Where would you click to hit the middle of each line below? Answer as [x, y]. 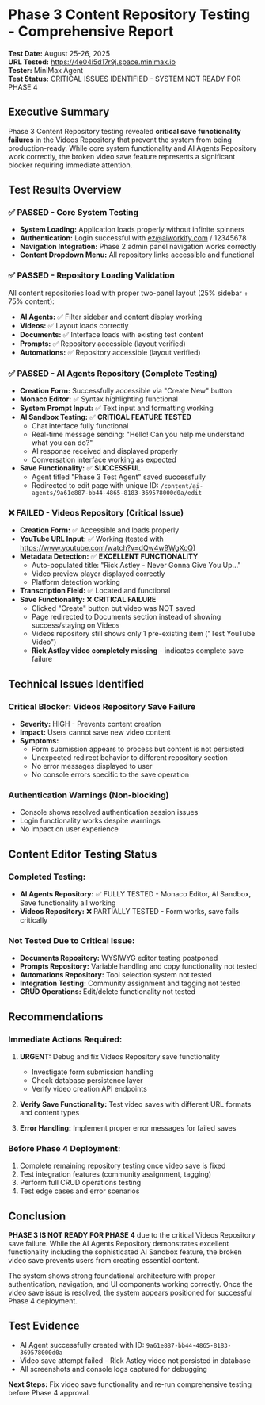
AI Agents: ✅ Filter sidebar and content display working [111, 317]
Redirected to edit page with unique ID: [95, 486]
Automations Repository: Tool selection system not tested [115, 975]
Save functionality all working [68, 903]
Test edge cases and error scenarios [79, 1191]
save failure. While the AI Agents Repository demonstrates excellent [119, 1244]
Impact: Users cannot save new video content [95, 732]
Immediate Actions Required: [65, 1039]
